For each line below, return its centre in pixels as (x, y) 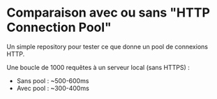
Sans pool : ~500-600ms (53, 80)
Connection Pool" (59, 27)
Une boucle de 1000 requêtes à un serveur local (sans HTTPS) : (98, 67)
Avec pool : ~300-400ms (53, 88)
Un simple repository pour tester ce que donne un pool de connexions (107, 46)
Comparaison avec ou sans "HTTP (108, 13)
